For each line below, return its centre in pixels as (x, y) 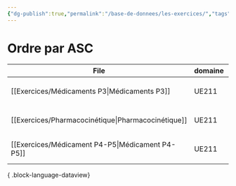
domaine (209, 71)
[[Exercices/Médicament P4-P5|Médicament (85, 144)
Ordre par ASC (50, 48)
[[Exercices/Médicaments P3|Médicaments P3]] (91, 91)
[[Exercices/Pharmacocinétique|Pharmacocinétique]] (99, 120)
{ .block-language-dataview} (49, 175)
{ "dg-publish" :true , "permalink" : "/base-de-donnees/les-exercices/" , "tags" (119, 14)
